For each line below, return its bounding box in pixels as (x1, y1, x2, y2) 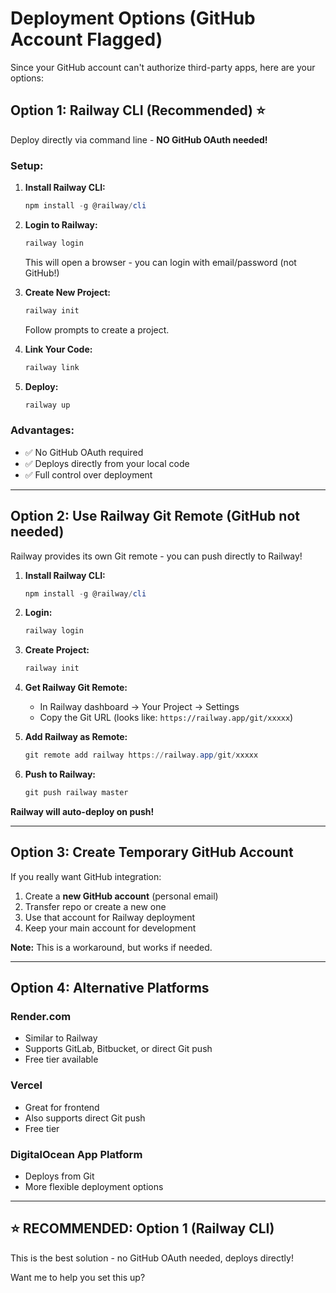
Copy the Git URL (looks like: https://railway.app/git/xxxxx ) (39, 712, 294, 724)
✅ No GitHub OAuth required (24, 446, 144, 458)
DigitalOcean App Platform (10, 1147, 143, 1161)
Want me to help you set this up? (10, 1271, 146, 1283)
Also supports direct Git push (24, 1112, 146, 1124)
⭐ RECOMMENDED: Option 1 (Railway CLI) (10, 1220, 275, 1237)
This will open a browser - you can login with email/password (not (24, 256, 297, 268)
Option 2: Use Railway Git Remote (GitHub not (10, 508, 300, 525)
